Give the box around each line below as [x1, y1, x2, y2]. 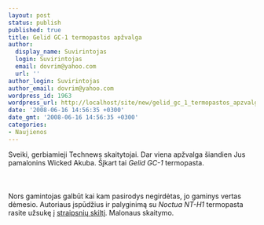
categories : [8, 121, 47, 129]
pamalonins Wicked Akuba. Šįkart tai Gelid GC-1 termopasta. [8, 158, 204, 167]
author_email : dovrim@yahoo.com [8, 84, 114, 93]
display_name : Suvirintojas [15, 48, 108, 56]
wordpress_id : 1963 [8, 92, 72, 100]
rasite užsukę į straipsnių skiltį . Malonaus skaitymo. [8, 208, 174, 217]
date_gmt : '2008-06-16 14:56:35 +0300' [8, 114, 139, 122]
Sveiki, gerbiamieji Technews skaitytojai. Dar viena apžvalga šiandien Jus [8, 150, 246, 159]
